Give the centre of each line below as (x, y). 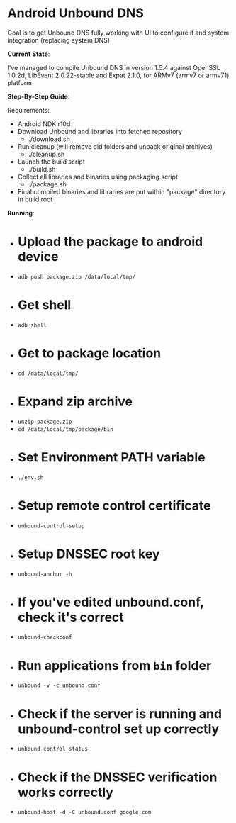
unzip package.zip (45, 422)
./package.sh (47, 184)
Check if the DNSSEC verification (117, 777)
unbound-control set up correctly (118, 729)
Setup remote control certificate (114, 505)
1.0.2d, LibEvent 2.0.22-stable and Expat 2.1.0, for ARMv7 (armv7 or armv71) (118, 75)
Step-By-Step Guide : (39, 96)
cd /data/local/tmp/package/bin (65, 429)
